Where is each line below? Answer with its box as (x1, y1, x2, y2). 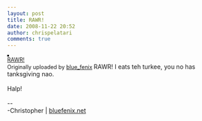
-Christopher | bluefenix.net (7, 107, 86, 115)
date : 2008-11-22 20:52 (7, 23, 76, 30)
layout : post (7, 10, 45, 17)
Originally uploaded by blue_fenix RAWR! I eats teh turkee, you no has (7, 63, 196, 71)
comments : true (7, 36, 51, 43)
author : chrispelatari (7, 29, 72, 36)
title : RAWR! (7, 16, 45, 23)
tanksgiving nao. (7, 70, 54, 78)
